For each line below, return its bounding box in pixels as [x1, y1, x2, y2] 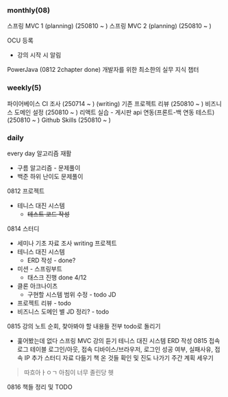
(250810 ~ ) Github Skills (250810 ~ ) [7, 116, 112, 124]
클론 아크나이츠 [16, 281, 58, 290]
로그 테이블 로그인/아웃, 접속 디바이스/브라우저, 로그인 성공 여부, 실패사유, [16, 345, 214, 353]
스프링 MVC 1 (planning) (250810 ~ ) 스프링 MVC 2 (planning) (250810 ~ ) [7, 22, 212, 30]
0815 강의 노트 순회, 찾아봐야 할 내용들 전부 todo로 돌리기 [7, 322, 161, 330]
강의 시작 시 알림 [16, 51, 62, 60]
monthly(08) [7, 5, 50, 15]
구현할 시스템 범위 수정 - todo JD [27, 290, 116, 298]
